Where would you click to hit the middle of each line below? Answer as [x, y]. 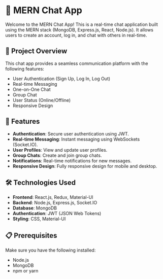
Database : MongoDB [35, 208]
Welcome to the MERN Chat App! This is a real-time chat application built [82, 24]
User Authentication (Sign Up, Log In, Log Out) [61, 79]
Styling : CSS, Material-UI [39, 219]
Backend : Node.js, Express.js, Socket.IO [55, 203]
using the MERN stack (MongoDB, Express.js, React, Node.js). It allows [79, 29]
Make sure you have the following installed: [51, 250]
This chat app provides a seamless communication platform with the [77, 63]
